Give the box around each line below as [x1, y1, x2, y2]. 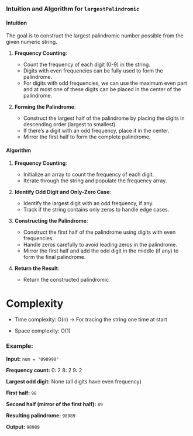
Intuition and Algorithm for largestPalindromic [6, 5, 140, 13]
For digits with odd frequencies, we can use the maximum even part [23, 79, 187, 86]
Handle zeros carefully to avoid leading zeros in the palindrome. [23, 241, 177, 248]
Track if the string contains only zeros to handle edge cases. [23, 206, 170, 213]
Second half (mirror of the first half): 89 [6, 400, 104, 407]
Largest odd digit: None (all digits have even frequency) [6, 378, 142, 385]
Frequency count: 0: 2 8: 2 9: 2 [6, 366, 82, 373]
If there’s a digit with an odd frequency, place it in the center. [23, 127, 170, 134]
